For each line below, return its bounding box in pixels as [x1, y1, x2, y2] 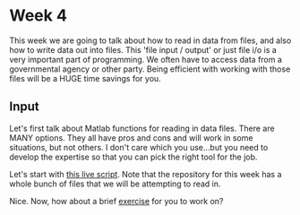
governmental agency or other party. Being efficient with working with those [9, 64, 291, 74]
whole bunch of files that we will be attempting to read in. [9, 178, 221, 189]
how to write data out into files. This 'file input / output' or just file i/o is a [9, 44, 278, 55]
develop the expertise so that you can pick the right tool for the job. [9, 151, 258, 162]
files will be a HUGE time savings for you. [9, 73, 161, 83]
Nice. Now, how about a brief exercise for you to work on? [9, 195, 224, 206]
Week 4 [9, 5, 67, 26]
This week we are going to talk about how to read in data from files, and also [9, 35, 292, 46]
